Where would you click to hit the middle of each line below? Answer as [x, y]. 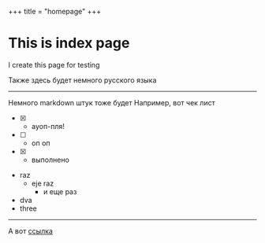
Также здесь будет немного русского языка [82, 80]
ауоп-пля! [48, 126]
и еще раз [60, 191]
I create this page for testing [54, 64]
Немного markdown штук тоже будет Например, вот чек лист [112, 102]
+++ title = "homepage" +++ [54, 11]
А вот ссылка [31, 230]
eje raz [43, 183]
